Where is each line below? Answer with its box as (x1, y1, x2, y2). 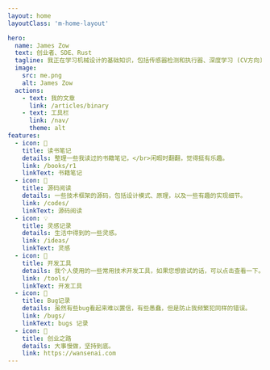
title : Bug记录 (22, 296, 71, 305)
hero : (7, 34, 26, 42)
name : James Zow (15, 41, 69, 49)
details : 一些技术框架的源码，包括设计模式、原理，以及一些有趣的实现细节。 (22, 191, 247, 200)
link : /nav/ (28, 116, 69, 125)
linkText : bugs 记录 (22, 319, 89, 327)
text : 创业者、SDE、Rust (15, 49, 92, 57)
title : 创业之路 (22, 334, 72, 343)
